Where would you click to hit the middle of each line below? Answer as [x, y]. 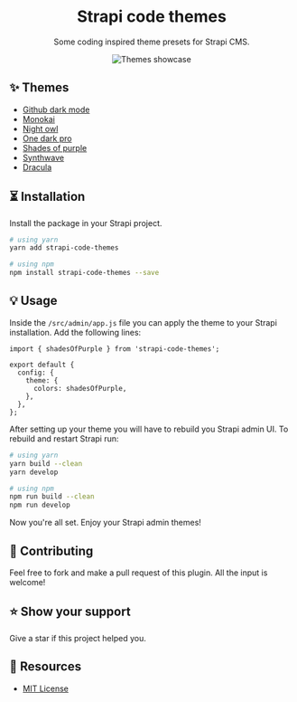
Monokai [39, 119]
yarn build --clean [46, 463]
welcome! [28, 582]
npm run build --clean [52, 497]
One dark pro [47, 138]
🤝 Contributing [51, 550]
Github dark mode [56, 109]
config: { [36, 373]
